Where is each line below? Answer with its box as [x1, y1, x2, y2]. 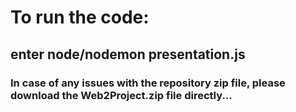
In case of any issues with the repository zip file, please [10, 76, 286, 90]
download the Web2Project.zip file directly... [10, 88, 233, 102]
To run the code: [10, 6, 150, 29]
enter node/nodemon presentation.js [10, 46, 246, 63]
